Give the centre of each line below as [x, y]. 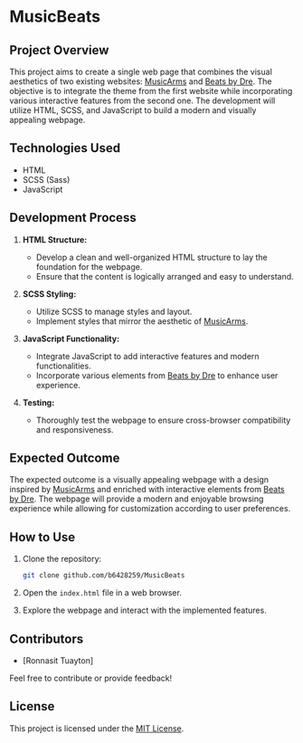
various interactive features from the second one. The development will [142, 100]
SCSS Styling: [49, 294]
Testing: [38, 402]
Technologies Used [65, 148]
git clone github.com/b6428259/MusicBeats [104, 576]
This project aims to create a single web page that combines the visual [141, 71]
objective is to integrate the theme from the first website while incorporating [151, 91]
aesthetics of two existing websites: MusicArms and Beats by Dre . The [141, 81]
